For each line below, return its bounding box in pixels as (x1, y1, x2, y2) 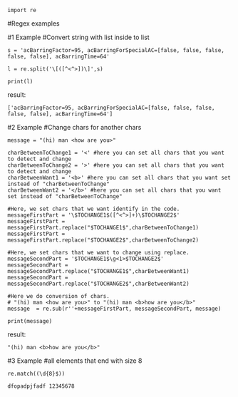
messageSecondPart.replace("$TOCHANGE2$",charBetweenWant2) (7, 280, 190, 287)
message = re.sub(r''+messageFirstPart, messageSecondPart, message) (7, 305, 222, 312)
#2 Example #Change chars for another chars (7, 123, 142, 131)
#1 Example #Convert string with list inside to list (7, 33, 150, 41)
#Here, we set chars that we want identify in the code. (7, 205, 180, 212)
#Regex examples (7, 19, 60, 28)
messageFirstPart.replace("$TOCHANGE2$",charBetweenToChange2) (7, 237, 200, 244)
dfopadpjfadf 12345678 (7, 383, 75, 390)
